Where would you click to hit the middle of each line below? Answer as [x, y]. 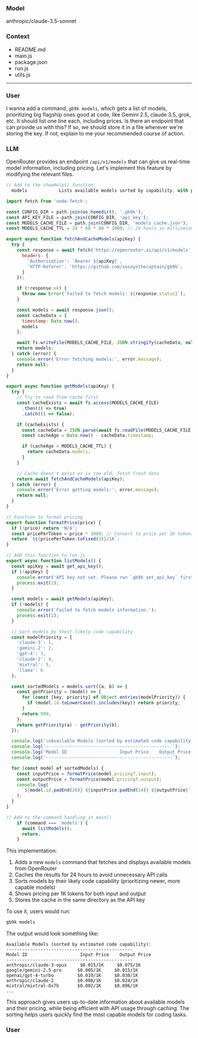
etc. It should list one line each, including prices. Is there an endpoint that [95, 121]
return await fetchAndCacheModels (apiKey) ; [71, 479]
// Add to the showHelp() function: [51, 185]
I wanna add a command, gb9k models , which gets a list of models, [87, 108]
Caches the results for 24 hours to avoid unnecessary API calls [91, 875]
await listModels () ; [47, 829]
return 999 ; [36, 714]
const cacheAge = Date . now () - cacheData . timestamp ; [88, 436]
